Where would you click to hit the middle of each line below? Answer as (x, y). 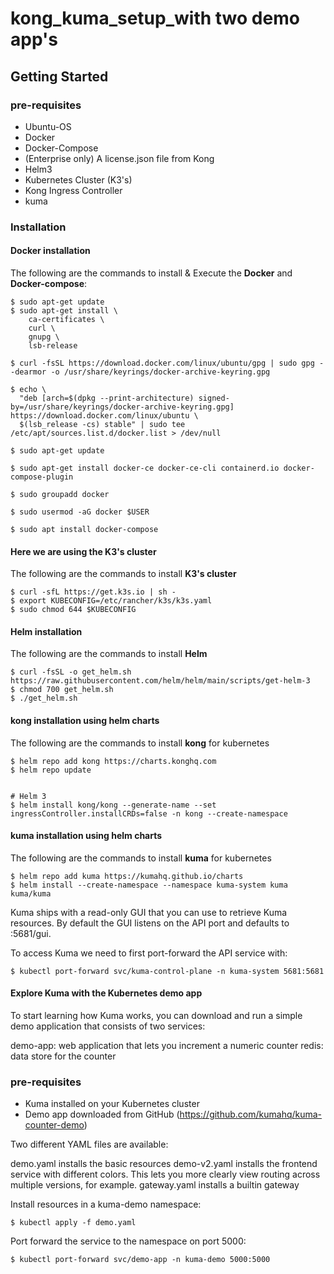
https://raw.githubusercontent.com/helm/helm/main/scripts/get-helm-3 (160, 681)
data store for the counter (63, 1056)
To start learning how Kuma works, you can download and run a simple (156, 1016)
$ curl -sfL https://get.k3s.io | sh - (93, 592)
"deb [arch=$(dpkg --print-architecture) (107, 398)
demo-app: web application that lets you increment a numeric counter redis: (167, 1046)
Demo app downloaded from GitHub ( (102, 1114)
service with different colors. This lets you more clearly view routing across (165, 1174)
